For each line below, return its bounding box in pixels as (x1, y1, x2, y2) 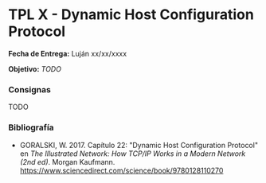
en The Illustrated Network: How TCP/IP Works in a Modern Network (19, 149, 246, 158)
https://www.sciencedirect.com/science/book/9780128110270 (19, 165, 224, 175)
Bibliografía (8, 122, 54, 133)
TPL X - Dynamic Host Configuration (8, 6, 255, 24)
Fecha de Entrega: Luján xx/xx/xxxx (8, 49, 127, 58)
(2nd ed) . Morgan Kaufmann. (19, 157, 115, 166)
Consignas (8, 84, 52, 95)
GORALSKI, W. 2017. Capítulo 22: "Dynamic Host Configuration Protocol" (19, 140, 259, 150)
